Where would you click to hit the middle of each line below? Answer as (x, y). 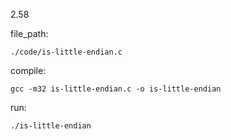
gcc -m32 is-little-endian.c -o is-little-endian (116, 89)
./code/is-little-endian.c (66, 52)
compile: (28, 70)
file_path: (29, 33)
